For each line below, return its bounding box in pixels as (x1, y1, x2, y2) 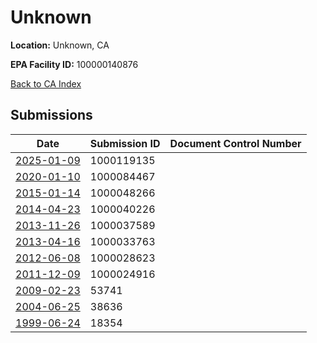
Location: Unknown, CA (10, 39, 110, 51)
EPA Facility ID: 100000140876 (10, 58, 139, 70)
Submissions (10, 107, 93, 124)
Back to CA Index (10, 77, 82, 90)
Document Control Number (169, 136, 302, 150)
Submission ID (89, 136, 161, 150)
